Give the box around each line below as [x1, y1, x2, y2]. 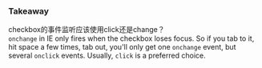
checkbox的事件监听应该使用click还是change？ [8, 25, 166, 34]
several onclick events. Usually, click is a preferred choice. [8, 50, 206, 61]
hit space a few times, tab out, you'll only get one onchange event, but [8, 42, 236, 52]
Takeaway [8, 6, 50, 17]
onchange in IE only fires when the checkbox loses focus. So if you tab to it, [8, 34, 255, 43]
